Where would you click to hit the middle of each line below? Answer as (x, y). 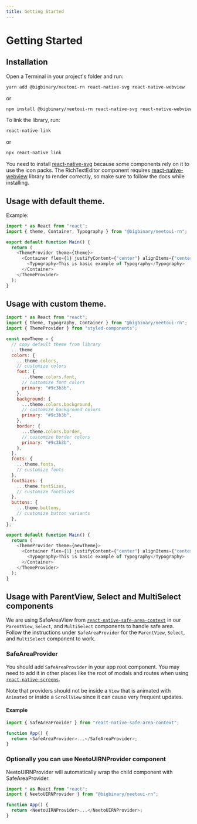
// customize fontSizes (46, 491)
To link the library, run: (33, 120)
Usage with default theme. (56, 201)
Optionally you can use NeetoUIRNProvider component (86, 759)
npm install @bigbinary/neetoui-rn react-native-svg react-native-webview (99, 109)
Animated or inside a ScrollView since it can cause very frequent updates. (95, 697)
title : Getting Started (35, 11)
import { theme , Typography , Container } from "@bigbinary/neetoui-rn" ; (97, 323)
